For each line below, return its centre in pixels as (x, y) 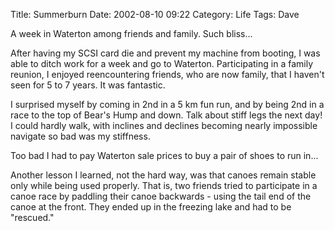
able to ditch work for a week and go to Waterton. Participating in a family (161, 63)
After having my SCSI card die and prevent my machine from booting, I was (165, 53)
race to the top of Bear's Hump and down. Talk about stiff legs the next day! (166, 115)
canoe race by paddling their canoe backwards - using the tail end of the (161, 196)
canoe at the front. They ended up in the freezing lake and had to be (151, 207)
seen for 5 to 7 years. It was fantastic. (88, 85)
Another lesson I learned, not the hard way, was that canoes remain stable (163, 175)
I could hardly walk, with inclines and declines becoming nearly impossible (164, 125)
